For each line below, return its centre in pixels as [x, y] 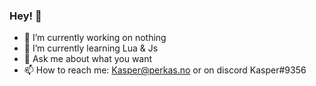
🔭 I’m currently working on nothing [95, 38]
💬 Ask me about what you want [88, 59]
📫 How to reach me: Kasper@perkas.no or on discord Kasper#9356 [165, 70]
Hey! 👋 [25, 16]
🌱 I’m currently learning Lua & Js [91, 48]
